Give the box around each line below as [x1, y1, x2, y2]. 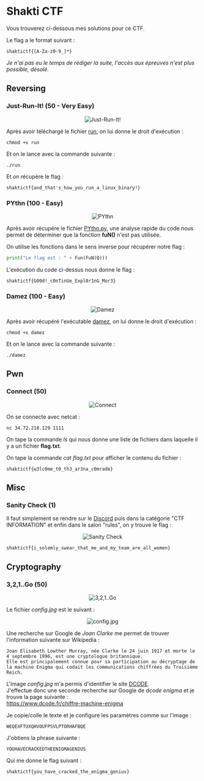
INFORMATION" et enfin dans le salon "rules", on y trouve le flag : [6, 521, 172, 528]
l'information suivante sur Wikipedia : [6, 636, 100, 644]
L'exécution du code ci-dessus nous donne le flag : [6, 265, 135, 273]
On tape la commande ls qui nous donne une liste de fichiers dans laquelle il [6, 435, 198, 443]
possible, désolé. [6, 66, 49, 73]
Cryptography [6, 562, 61, 572]
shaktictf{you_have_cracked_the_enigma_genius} [6, 769, 130, 775]
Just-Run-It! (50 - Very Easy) [6, 102, 95, 110]
